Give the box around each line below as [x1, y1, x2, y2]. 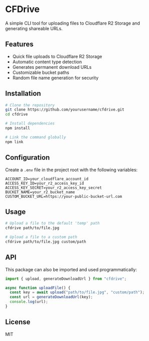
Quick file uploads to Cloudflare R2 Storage [12, 53, 102, 59]
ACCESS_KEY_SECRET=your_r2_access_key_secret [5, 185, 102, 190]
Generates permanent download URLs [12, 64, 92, 70]
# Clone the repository [5, 102, 55, 107]
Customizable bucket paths [12, 69, 69, 75]
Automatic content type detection [12, 59, 82, 65]
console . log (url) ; [10, 299, 49, 304]
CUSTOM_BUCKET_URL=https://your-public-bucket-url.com [5, 194, 122, 199]
